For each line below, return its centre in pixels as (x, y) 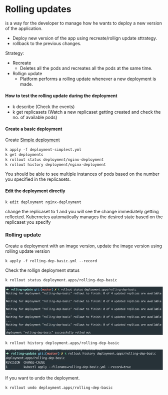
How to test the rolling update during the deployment (61, 96)
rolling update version (27, 251)
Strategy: (14, 53)
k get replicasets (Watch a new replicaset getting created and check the (86, 112)
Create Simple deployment (32, 140)
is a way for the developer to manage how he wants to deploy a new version (84, 23)
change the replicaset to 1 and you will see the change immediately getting (82, 211)
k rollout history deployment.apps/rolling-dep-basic (62, 343)
